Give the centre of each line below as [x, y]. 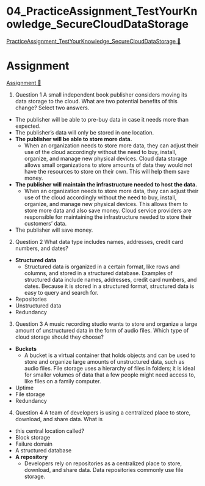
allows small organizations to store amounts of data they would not [108, 165]
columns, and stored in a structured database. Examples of [98, 273]
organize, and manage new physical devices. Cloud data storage [106, 158]
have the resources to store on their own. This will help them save [107, 171]
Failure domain [34, 444]
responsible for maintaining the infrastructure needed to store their [108, 217]
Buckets [26, 348]
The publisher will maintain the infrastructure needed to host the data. [106, 184]
